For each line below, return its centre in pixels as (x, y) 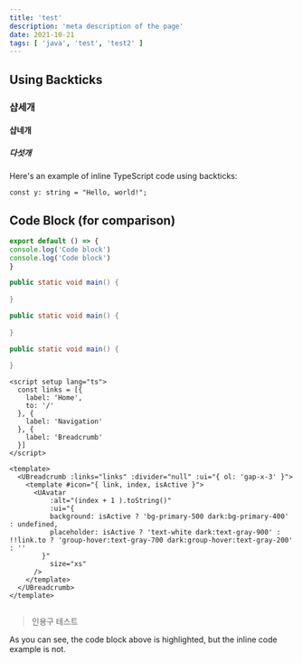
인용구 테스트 (55, 621)
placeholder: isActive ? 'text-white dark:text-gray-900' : (165, 533)
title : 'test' (36, 18)
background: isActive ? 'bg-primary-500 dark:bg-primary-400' (169, 516)
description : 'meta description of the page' (96, 26)
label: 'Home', (54, 398)
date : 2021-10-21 (42, 34)
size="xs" (68, 564)
